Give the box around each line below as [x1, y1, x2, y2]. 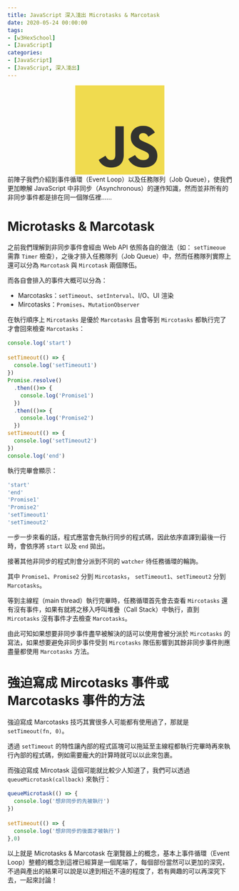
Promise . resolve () [7, 377, 62, 384]
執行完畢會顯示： [7, 466, 58, 474]
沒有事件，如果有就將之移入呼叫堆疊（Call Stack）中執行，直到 [13, 604, 200, 614]
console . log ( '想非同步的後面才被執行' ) [14, 827, 121, 835]
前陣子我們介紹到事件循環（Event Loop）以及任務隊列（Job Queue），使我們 [7, 175, 233, 184]
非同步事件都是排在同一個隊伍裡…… [7, 193, 113, 201]
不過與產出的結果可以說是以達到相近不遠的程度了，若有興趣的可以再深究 [7, 867, 220, 875]
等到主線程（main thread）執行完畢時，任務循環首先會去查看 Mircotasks [7, 596, 220, 604]
